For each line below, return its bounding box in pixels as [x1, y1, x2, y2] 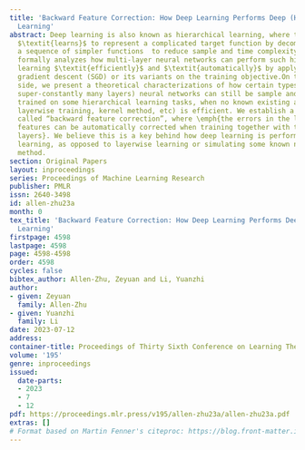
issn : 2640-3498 [9, 191, 71, 200]
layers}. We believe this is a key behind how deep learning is [17, 132, 266, 141]
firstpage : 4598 [9, 232, 71, 241]
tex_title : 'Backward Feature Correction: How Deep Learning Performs [9, 215, 282, 225]
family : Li [17, 317, 59, 327]
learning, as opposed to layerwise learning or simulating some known [17, 140, 290, 149]
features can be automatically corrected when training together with [17, 123, 290, 132]
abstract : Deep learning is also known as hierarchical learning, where [9, 30, 290, 39]
